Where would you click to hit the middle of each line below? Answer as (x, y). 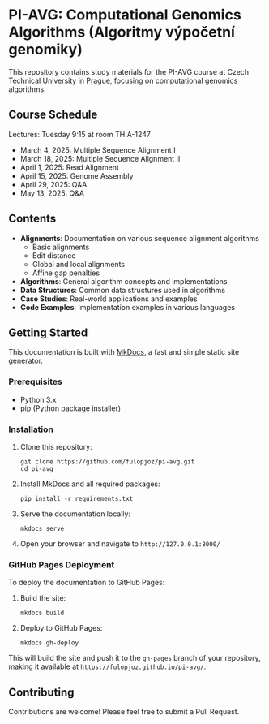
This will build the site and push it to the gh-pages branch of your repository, (134, 658)
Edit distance (54, 255)
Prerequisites (35, 381)
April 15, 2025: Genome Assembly (77, 175)
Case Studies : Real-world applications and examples (109, 299)
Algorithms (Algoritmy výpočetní (122, 32)
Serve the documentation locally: (75, 514)
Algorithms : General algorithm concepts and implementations (124, 281)
